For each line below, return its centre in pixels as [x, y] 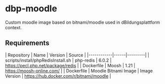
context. [14, 27]
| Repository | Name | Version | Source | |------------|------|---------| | [77, 55]
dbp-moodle [31, 9]
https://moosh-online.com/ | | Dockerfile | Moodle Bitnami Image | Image [79, 71]
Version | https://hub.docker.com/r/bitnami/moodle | [58, 76]
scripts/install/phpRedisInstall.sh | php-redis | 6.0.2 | [59, 60]
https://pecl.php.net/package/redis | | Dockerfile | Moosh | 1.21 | [70, 65]
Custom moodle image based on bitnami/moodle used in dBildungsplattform [83, 22]
